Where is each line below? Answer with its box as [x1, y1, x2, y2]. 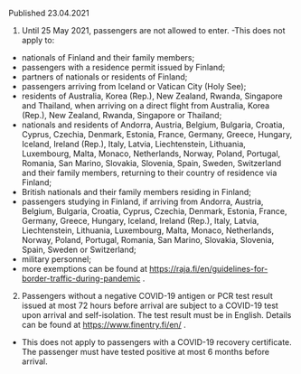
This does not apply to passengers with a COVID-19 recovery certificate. [21, 337, 293, 347]
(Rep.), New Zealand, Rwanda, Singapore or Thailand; [21, 110, 222, 120]
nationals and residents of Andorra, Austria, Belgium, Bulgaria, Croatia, [21, 119, 286, 130]
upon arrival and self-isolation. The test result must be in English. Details [21, 310, 292, 320]
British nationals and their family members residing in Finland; [21, 187, 252, 197]
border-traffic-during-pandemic [21, 273, 141, 284]
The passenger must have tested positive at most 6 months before [21, 347, 270, 357]
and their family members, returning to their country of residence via [21, 167, 277, 178]
